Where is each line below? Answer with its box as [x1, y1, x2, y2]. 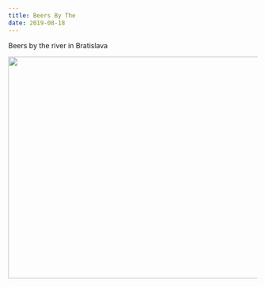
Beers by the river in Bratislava [8, 40, 108, 50]
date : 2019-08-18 [8, 19, 66, 27]
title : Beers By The [8, 11, 77, 20]
